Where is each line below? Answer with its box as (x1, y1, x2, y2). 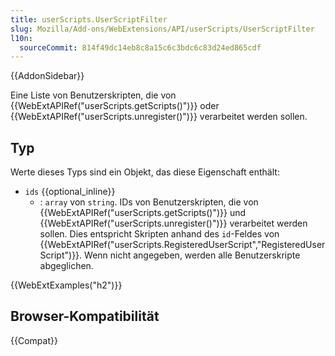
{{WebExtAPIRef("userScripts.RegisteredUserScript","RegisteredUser (39, 239, 326, 251)
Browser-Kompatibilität (10, 308, 160, 325)
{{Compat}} (10, 334, 58, 346)
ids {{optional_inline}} (24, 186, 116, 198)
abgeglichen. (39, 260, 94, 272)
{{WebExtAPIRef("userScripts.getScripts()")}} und (39, 207, 247, 219)
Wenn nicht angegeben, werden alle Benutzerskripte (84, 249, 301, 261)
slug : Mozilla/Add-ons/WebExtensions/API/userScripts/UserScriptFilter (10, 24, 315, 34)
